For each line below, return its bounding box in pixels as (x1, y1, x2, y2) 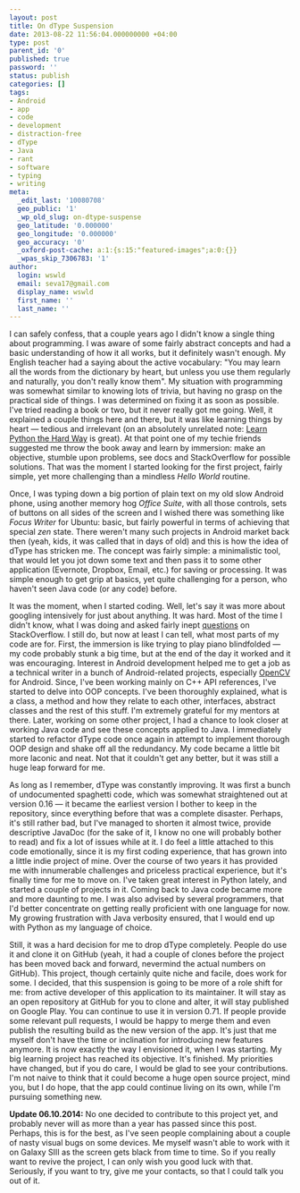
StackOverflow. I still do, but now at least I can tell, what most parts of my (9, 630, 279, 640)
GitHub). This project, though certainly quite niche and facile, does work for (9, 968, 287, 979)
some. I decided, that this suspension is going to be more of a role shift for (9, 977, 283, 988)
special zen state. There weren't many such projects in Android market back (9, 527, 290, 537)
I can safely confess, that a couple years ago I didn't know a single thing (9, 328, 275, 340)
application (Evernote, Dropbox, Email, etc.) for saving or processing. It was (9, 564, 287, 575)
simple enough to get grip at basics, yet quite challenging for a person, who (9, 574, 287, 585)
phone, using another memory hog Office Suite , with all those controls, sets (9, 498, 287, 509)
